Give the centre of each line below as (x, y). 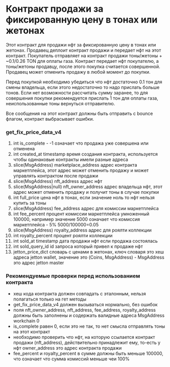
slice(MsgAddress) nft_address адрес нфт (58, 181)
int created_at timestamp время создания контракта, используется (85, 154)
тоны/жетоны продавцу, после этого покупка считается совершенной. (83, 66)
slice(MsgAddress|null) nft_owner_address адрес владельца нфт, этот (88, 187)
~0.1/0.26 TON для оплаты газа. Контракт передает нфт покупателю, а (82, 61)
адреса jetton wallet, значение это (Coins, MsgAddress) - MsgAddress (89, 257)
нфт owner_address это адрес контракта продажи (67, 348)
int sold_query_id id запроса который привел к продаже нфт (78, 246)
